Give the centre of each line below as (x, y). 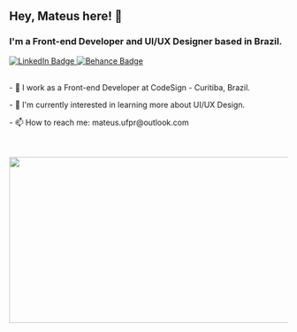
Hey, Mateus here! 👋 (66, 16)
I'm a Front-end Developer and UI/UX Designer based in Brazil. (146, 42)
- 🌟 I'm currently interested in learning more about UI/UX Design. (127, 104)
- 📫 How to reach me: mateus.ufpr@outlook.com (99, 122)
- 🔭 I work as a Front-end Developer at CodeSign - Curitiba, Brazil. (129, 87)
